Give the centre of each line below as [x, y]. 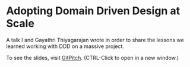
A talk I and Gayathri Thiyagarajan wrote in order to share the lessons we [95, 40]
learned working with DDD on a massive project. [65, 46]
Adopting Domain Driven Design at [93, 11]
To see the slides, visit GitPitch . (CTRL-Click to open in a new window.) [93, 58]
